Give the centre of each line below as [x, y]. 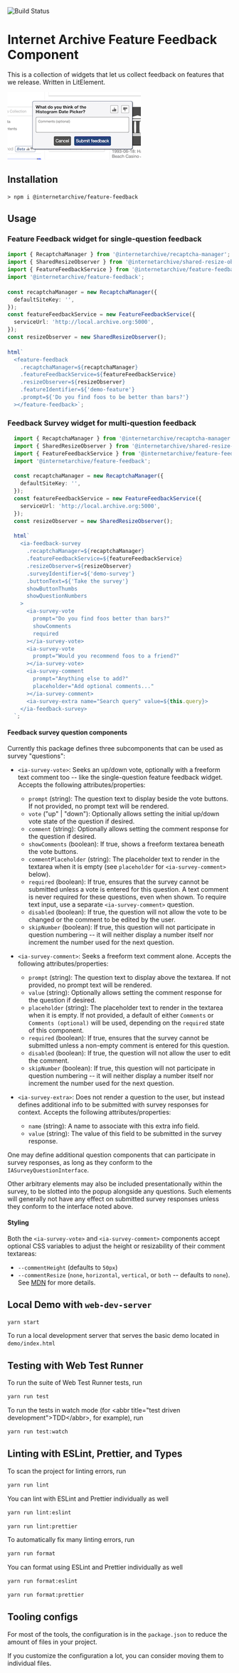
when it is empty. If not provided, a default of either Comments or [121, 1015]
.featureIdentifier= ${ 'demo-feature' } [78, 390]
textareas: [22, 1253]
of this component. [56, 1030]
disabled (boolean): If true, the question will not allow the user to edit [129, 1052]
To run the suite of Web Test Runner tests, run [75, 1383]
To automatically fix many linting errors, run [71, 1540]
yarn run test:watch [38, 1432]
